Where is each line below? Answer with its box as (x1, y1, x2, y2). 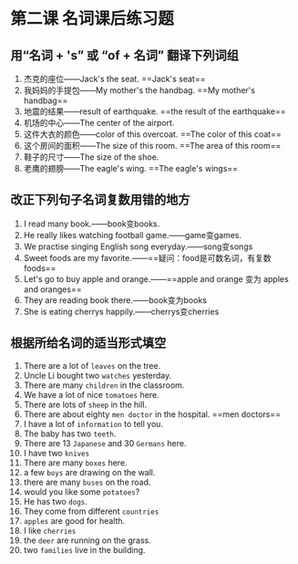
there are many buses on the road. (23, 476, 151, 487)
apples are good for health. (23, 515, 126, 526)
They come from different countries (23, 506, 159, 517)
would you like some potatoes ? (23, 486, 140, 497)
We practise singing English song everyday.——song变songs (23, 241, 253, 252)
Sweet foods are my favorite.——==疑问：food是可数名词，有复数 (23, 252, 272, 263)
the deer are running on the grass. (23, 535, 151, 546)
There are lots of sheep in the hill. (23, 399, 148, 410)
